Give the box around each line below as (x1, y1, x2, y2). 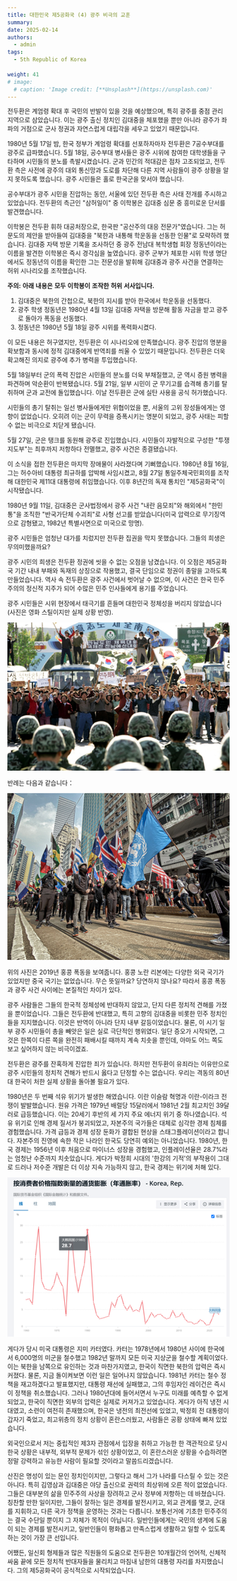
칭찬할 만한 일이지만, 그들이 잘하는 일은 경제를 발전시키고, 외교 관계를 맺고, (7, 1498, 212, 1507)
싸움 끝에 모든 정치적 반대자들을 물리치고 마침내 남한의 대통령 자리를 (7, 1557, 194, 1566)
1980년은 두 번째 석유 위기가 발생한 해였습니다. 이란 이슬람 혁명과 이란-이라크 (7, 1093, 220, 1101)
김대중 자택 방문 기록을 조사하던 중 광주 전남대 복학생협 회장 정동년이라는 (28, 240, 228, 248)
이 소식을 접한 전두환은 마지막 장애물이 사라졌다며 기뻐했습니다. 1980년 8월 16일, (7, 459, 229, 469)
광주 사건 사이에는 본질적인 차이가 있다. (14, 985, 122, 994)
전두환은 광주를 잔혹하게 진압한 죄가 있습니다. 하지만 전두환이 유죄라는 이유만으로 (7, 1059, 230, 1069)
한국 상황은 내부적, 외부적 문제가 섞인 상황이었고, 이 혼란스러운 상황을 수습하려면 (7, 1448, 228, 1457)
